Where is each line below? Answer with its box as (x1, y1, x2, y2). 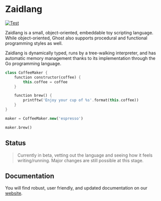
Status (5, 139, 26, 148)
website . (5, 191, 23, 197)
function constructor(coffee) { (14, 75, 81, 80)
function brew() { (14, 93, 52, 98)
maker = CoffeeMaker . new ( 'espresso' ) (5, 116, 83, 121)
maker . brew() (5, 125, 32, 130)
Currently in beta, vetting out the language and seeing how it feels (17, 152, 153, 158)
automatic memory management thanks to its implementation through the (5, 55, 156, 61)
